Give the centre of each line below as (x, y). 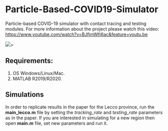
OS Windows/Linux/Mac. (39, 73)
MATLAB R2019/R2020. (37, 78)
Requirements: (29, 61)
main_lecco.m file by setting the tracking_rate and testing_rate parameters (84, 112)
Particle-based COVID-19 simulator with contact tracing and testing (76, 23)
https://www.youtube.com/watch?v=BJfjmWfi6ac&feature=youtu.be (77, 34)
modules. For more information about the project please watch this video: (82, 29)
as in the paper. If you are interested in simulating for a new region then (80, 118)
